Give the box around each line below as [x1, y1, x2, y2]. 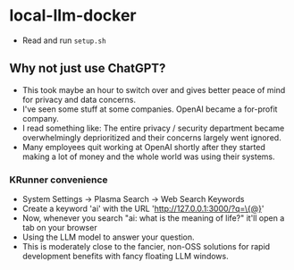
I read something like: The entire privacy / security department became [21, 122, 285, 133]
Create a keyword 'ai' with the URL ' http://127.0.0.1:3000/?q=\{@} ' [21, 203, 265, 215]
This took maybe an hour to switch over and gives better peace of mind [21, 84, 286, 95]
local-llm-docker [9, 5, 137, 26]
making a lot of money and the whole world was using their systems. [21, 151, 275, 162]
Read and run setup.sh [21, 35, 106, 46]
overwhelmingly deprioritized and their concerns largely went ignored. [21, 131, 281, 143]
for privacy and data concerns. [21, 94, 137, 105]
